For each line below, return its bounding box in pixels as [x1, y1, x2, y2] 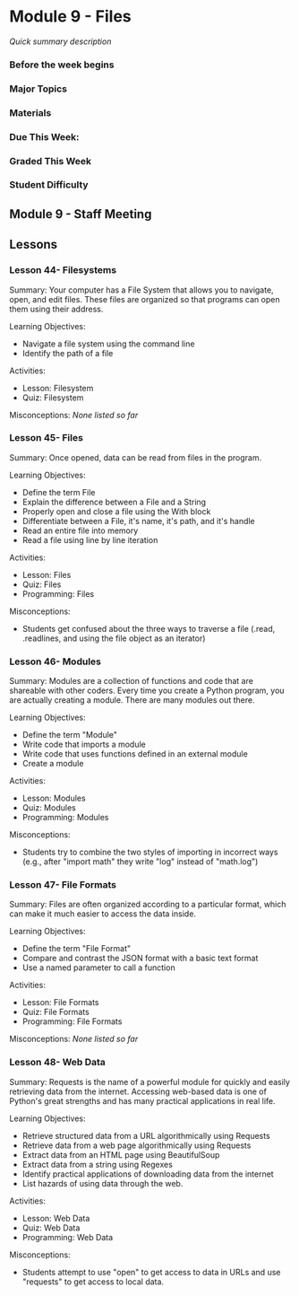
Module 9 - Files [9, 6, 132, 27]
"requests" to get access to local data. [21, 1276, 164, 1287]
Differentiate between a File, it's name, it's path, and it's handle [21, 515, 255, 526]
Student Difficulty [9, 179, 89, 191]
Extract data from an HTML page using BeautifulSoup [21, 1149, 220, 1160]
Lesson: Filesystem [21, 382, 94, 393]
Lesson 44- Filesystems [9, 264, 117, 276]
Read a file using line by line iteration [21, 534, 158, 545]
